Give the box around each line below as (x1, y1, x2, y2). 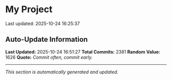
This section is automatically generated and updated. (5, 69, 119, 75)
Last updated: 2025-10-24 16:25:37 (5, 20, 80, 26)
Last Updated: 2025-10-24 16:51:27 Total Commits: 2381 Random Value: (5, 48, 160, 55)
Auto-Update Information (5, 35, 88, 44)
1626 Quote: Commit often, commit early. (5, 54, 93, 60)
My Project (5, 4, 53, 15)
